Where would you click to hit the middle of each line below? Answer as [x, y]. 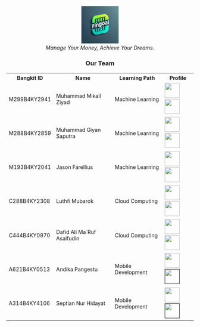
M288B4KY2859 [30, 133]
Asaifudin [68, 239]
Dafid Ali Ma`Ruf [76, 232]
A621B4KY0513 [29, 269]
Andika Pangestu [77, 269]
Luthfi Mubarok [75, 201]
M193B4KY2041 [30, 167]
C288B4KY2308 [29, 201]
